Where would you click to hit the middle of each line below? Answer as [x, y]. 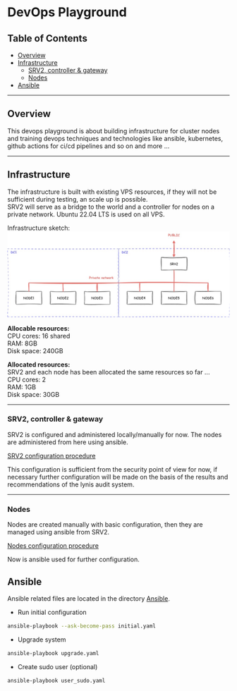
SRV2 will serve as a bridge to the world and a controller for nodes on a [111, 207]
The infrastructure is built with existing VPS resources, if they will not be [112, 192]
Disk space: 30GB [34, 394]
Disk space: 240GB [35, 350]
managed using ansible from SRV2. [59, 532]
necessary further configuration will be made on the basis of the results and [118, 477]
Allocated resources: [39, 365]
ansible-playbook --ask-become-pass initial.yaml [82, 626]
